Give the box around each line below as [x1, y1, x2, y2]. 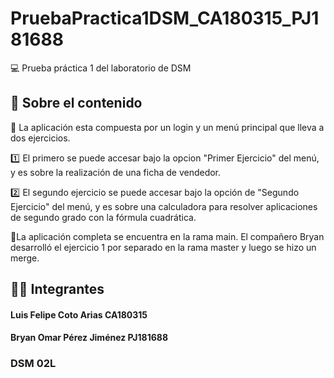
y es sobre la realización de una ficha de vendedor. [10, 166, 222, 178]
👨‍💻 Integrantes [10, 281, 105, 298]
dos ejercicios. [10, 132, 71, 144]
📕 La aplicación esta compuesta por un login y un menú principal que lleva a [10, 121, 325, 133]
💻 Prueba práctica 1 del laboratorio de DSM [10, 62, 192, 74]
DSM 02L [10, 357, 57, 371]
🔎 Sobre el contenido [10, 95, 143, 112]
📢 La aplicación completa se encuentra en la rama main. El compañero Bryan [10, 230, 325, 242]
